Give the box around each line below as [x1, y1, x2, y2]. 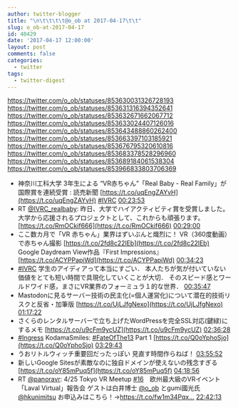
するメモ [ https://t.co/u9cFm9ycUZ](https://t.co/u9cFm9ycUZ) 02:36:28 [17, 325, 231, 334]
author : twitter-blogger [7, 10, 81, 18]
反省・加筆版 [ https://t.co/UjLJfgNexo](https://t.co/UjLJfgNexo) [36, 300, 223, 309]
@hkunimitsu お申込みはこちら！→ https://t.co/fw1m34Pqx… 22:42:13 [17, 393, 222, 402]
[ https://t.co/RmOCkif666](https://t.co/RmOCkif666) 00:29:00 [17, 222, 201, 230]
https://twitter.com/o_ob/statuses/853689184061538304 [7, 157, 175, 165]
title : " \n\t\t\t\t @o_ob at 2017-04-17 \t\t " [7, 17, 142, 24]
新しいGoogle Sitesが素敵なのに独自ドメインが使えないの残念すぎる [17, 358, 218, 367]
